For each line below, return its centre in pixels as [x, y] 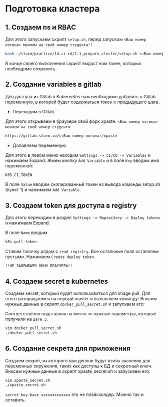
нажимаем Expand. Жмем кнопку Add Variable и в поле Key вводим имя [82, 160]
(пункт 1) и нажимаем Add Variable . [43, 190]
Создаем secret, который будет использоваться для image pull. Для [78, 293]
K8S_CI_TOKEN [19, 175]
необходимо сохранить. [31, 69]
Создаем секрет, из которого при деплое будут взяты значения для [78, 360]
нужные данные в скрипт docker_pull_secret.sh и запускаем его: [75, 304]
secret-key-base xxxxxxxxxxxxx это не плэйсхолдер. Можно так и [74, 394]
